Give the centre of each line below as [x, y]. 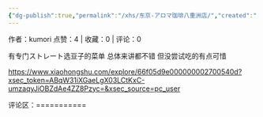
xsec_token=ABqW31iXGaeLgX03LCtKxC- [77, 80]
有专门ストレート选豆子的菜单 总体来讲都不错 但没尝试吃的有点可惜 [117, 55]
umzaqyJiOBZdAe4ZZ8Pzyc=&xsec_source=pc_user [94, 89]
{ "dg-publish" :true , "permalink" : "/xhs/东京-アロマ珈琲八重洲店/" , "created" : [131, 15]
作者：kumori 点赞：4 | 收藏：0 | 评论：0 [75, 39]
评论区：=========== [47, 104]
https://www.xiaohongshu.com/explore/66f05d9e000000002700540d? [125, 71]
